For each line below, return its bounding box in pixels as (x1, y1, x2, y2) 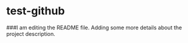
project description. (6, 30, 56, 37)
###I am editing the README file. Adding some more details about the (6, 24, 183, 31)
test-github (6, 4, 65, 18)
